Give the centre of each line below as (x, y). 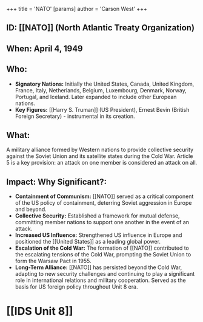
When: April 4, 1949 (45, 48)
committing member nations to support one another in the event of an (102, 222)
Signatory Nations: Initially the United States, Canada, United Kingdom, (105, 84)
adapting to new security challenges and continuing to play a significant (105, 274)
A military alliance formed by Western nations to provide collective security (100, 150)
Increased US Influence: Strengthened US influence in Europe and (98, 235)
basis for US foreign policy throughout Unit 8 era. (76, 287)
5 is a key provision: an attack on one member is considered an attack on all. (102, 163)
